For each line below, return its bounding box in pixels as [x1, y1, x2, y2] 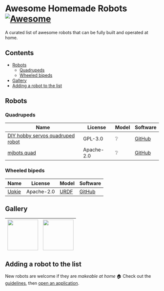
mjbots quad [7, 150, 37, 157]
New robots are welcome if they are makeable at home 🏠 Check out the [5, 273, 151, 279]
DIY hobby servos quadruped [7, 133, 75, 139]
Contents [5, 49, 34, 57]
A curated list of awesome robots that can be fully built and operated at [5, 29, 148, 35]
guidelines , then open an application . [5, 280, 80, 286]
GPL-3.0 [82, 135, 103, 142]
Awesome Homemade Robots [5, 3, 127, 14]
